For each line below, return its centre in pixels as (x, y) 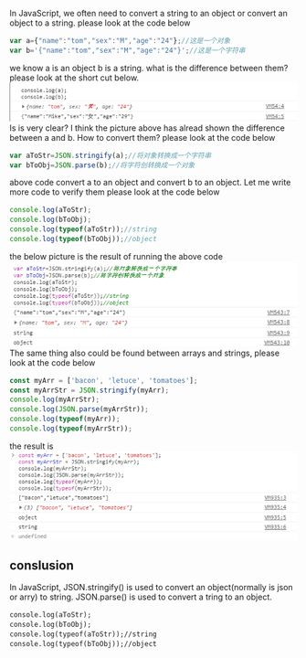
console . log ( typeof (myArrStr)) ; (71, 429)
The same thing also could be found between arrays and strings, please (145, 353)
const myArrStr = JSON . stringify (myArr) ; (90, 390)
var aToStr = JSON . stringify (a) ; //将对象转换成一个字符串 (111, 155)
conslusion (42, 565)
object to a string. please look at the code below (100, 23)
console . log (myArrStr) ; (55, 400)
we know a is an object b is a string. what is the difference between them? (149, 68)
